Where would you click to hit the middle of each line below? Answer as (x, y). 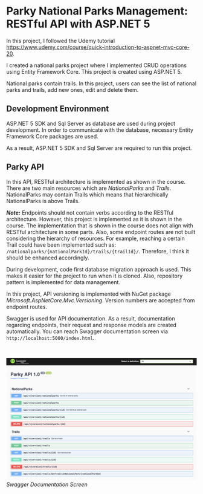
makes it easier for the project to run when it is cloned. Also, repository (95, 276)
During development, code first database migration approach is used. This (99, 269)
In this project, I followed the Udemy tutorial (61, 41)
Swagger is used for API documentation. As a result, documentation (91, 318)
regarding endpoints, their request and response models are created (92, 325)
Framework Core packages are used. (52, 136)
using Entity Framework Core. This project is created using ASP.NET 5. (94, 71)
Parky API (25, 167)
